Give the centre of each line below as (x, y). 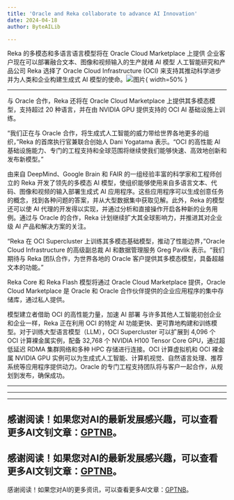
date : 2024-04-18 (32, 20)
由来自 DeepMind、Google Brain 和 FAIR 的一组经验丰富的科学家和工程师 (111, 174)
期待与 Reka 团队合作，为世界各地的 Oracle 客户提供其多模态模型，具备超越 (116, 259)
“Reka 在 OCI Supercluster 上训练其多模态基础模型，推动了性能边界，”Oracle (116, 241)
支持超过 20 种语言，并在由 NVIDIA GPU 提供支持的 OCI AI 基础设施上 (119, 109)
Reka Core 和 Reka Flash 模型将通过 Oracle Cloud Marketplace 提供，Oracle (117, 282)
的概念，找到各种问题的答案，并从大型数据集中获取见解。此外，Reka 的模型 (116, 200)
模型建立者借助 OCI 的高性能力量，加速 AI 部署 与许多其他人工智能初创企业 (114, 315)
